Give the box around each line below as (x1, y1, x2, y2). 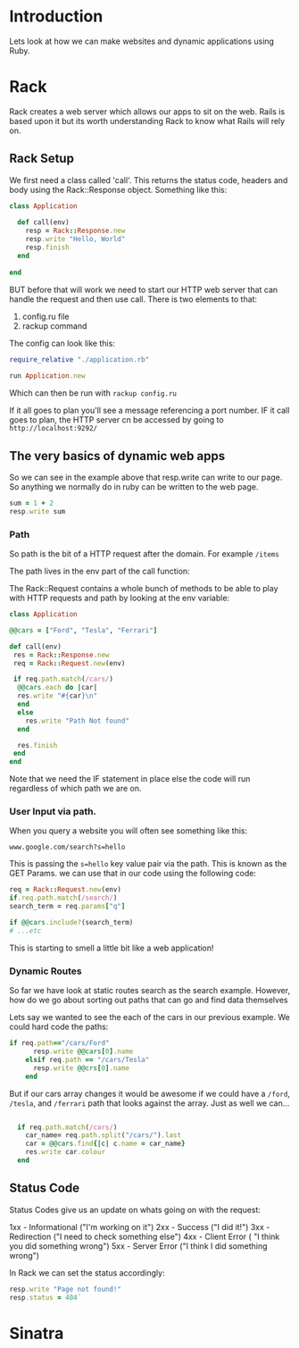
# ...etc (9, 926, 42, 935)
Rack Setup (9, 151, 74, 166)
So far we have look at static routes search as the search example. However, (9, 985, 291, 996)
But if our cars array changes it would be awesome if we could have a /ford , (9, 1088, 290, 1099)
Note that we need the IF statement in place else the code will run (9, 774, 251, 784)
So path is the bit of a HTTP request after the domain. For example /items (9, 548, 279, 559)
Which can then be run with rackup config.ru (9, 388, 177, 398)
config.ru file (21, 311, 70, 322)
